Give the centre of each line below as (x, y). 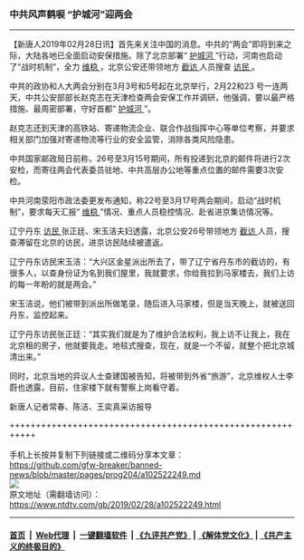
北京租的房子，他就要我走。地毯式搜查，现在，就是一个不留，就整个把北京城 (152, 345)
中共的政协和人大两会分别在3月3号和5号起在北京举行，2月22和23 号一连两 (149, 86)
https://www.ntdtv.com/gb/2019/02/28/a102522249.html (115, 505)
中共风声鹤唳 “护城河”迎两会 (71, 14)
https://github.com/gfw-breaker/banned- (86, 465)
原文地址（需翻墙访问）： (55, 495)
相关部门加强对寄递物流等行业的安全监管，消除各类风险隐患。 (124, 140)
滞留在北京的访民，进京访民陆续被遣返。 (92, 243)
